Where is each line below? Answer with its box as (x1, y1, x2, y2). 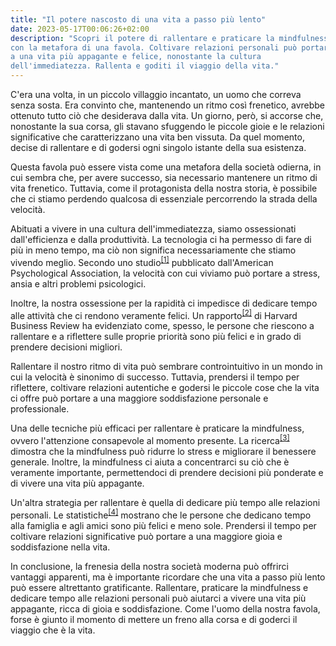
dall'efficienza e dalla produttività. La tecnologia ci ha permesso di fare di (10, 234, 312, 245)
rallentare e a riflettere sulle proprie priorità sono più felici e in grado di (10, 331, 302, 343)
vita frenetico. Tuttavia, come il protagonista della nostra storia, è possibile (10, 182, 318, 194)
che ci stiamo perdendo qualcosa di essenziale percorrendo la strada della (10, 193, 318, 205)
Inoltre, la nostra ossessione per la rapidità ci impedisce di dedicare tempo (10, 297, 318, 309)
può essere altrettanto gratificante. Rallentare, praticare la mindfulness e (10, 581, 309, 593)
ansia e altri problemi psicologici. (10, 277, 147, 290)
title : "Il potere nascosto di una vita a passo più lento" (10, 14, 267, 25)
